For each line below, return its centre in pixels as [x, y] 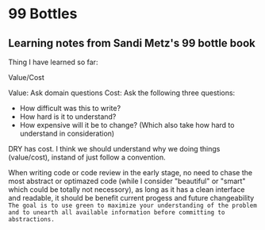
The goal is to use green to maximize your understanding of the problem [133, 205]
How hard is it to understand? [68, 117]
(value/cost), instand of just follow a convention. [87, 157]
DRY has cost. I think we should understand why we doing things [114, 149]
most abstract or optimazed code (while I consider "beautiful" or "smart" [127, 181]
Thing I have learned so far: [53, 62]
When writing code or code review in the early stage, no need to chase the [130, 172]
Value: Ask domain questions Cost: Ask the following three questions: [122, 93]
